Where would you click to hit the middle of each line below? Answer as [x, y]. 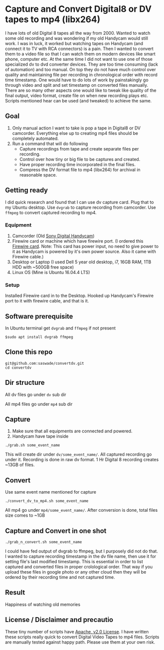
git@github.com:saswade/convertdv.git [45, 363]
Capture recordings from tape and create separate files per [79, 149]
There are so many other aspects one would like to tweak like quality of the [81, 90]
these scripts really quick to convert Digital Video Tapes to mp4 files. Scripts [82, 637]
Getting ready [26, 190]
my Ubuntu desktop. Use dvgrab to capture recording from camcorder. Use [81, 207]
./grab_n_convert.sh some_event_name [44, 542]
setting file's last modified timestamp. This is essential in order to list [74, 562]
